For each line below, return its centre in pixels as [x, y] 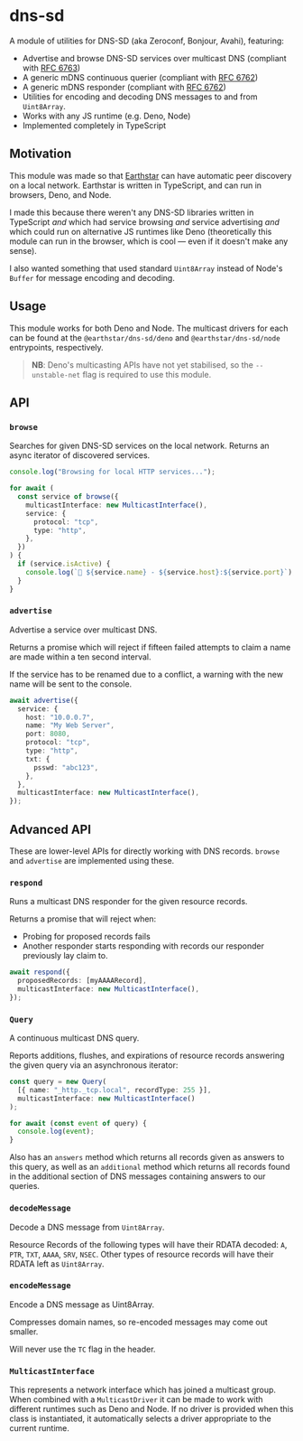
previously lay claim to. [65, 956]
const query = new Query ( [58, 1082]
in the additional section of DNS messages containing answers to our [138, 1176]
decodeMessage [40, 1208]
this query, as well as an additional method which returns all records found [150, 1167]
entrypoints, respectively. [56, 347]
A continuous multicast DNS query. [74, 1038]
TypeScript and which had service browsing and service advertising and [144, 221]
